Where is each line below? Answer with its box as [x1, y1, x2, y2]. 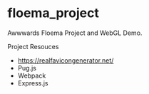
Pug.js [17, 63, 37, 72]
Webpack [17, 71, 46, 80]
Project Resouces [7, 42, 59, 51]
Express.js [17, 78, 48, 87]
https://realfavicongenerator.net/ [17, 56, 114, 65]
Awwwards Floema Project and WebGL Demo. [7, 28, 143, 37]
